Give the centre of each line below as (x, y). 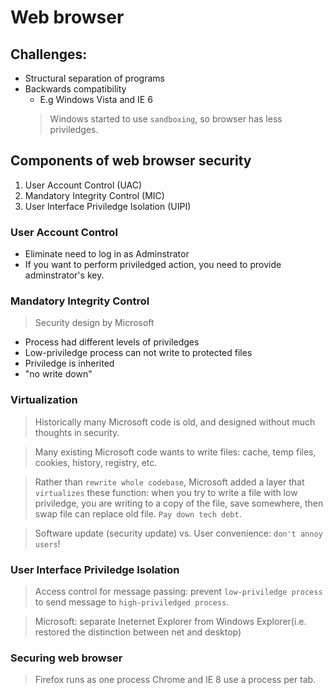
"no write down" (58, 374)
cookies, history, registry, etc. (96, 462)
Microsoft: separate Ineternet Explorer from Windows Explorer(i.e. (170, 621)
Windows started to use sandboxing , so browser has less (166, 119)
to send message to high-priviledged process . (132, 602)
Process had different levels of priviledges (112, 342)
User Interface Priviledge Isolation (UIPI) (108, 206)
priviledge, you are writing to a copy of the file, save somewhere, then (179, 503)
